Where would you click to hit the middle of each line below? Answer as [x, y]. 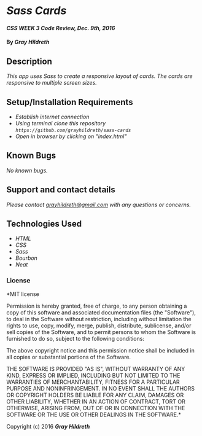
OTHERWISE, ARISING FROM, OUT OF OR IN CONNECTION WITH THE [96, 408]
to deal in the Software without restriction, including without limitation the [99, 319]
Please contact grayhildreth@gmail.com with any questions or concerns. [99, 204]
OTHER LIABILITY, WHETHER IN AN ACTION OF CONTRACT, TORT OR [96, 401]
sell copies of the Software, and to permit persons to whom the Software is [101, 332]
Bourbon [26, 258]
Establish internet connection [52, 117]
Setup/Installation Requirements [70, 102]
